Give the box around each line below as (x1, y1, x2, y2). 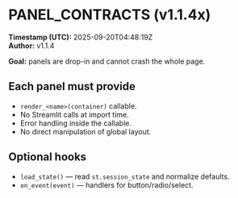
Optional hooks (8, 151, 87, 164)
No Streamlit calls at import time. (19, 109, 129, 119)
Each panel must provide (8, 80, 136, 93)
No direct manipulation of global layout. (19, 126, 152, 136)
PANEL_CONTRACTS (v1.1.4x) (8, 6, 211, 24)
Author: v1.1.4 (8, 40, 55, 50)
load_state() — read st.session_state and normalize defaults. (19, 171, 230, 181)
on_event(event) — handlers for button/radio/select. (19, 179, 194, 190)
